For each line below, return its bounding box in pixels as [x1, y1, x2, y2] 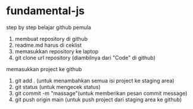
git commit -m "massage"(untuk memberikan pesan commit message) [14, 89, 188, 97]
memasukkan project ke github [6, 65, 82, 72]
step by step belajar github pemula [6, 24, 91, 31]
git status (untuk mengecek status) [14, 83, 101, 90]
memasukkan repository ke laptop [14, 47, 99, 54]
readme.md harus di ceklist [14, 41, 82, 49]
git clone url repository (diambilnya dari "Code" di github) [14, 54, 156, 61]
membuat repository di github [14, 35, 88, 42]
